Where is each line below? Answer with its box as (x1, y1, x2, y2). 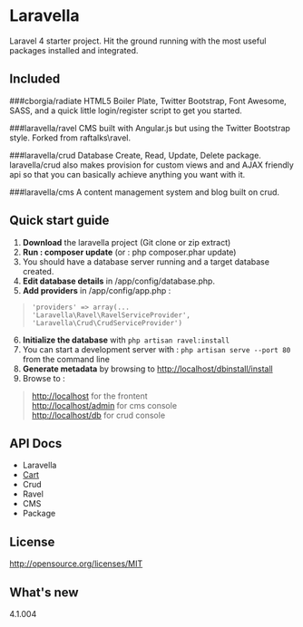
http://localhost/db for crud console (31, 410, 166, 420)
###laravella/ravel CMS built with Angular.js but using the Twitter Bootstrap (9, 122, 290, 133)
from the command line (22, 353, 111, 364)
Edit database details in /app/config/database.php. (22, 275, 216, 286)
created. (22, 265, 54, 276)
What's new (9, 584, 79, 600)
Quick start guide (9, 213, 110, 228)
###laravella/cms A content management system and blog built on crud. (9, 187, 279, 198)
